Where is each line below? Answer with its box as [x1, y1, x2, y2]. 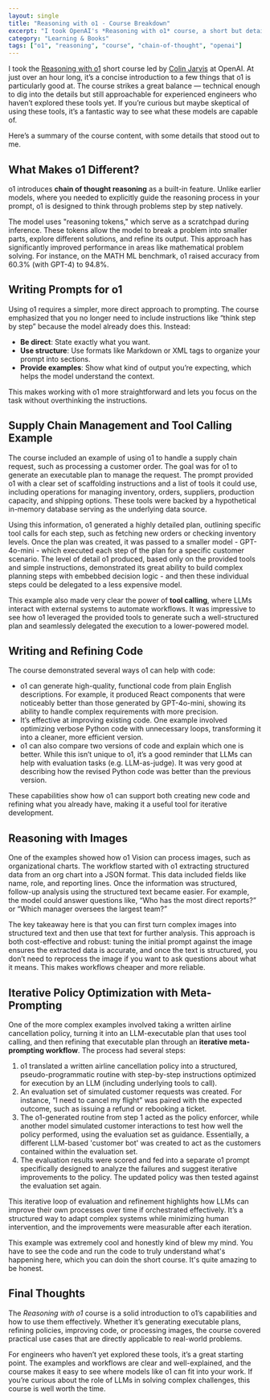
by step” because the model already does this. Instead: [8, 321, 191, 331]
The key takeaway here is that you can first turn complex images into [8, 920, 237, 930]
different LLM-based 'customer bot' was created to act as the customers [19, 1138, 261, 1148]
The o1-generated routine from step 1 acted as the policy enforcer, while [19, 1112, 259, 1122]
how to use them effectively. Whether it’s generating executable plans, [8, 1316, 241, 1326]
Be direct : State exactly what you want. [19, 337, 151, 346]
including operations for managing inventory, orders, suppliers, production [8, 487, 255, 496]
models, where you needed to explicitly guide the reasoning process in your [8, 193, 260, 202]
